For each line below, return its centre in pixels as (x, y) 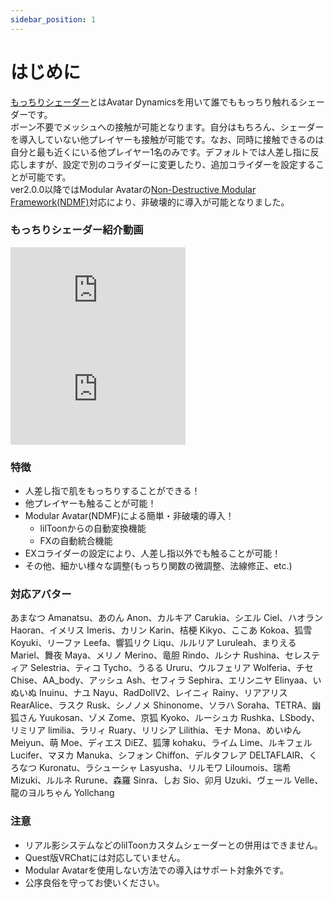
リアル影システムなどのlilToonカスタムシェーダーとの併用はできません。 (173, 845)
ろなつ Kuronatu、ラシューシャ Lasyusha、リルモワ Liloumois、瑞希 (151, 768)
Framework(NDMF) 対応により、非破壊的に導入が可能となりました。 (150, 202)
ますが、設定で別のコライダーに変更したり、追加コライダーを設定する (172, 164)
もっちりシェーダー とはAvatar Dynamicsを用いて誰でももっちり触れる (154, 102)
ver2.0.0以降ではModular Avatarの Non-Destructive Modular (133, 189)
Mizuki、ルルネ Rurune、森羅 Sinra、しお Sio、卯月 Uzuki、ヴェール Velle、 (167, 780)
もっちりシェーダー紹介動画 (77, 230)
